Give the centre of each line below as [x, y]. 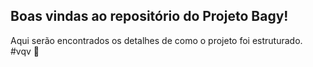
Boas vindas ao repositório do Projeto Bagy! [149, 16]
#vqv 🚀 [25, 51]
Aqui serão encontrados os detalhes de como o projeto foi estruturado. [156, 40]
